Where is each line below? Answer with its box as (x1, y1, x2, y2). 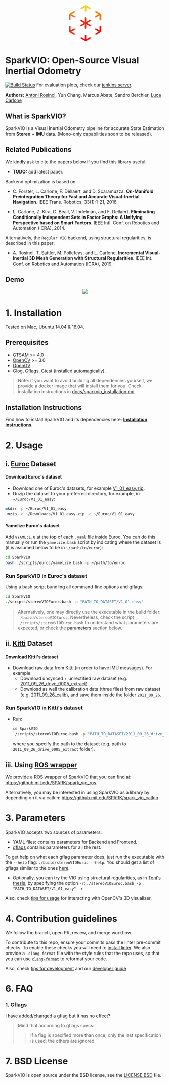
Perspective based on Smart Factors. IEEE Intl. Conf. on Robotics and (12, 220, 159, 226)
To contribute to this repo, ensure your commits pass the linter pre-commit (5, 939, 161, 945)
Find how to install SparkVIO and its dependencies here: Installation (5, 417, 148, 423)
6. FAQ (5, 983, 33, 994)
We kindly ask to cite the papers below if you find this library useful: (5, 159, 147, 165)
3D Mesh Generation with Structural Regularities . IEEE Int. (28, 255, 153, 261)
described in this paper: (5, 240, 55, 246)
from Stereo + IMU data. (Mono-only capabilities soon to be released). (5, 131, 153, 137)
